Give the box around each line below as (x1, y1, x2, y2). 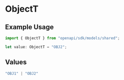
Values (5, 58, 27, 66)
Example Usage (5, 23, 54, 31)
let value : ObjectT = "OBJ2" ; (5, 44, 67, 49)
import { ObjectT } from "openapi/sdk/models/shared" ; (5, 36, 120, 40)
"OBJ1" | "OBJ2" (5, 71, 38, 76)
